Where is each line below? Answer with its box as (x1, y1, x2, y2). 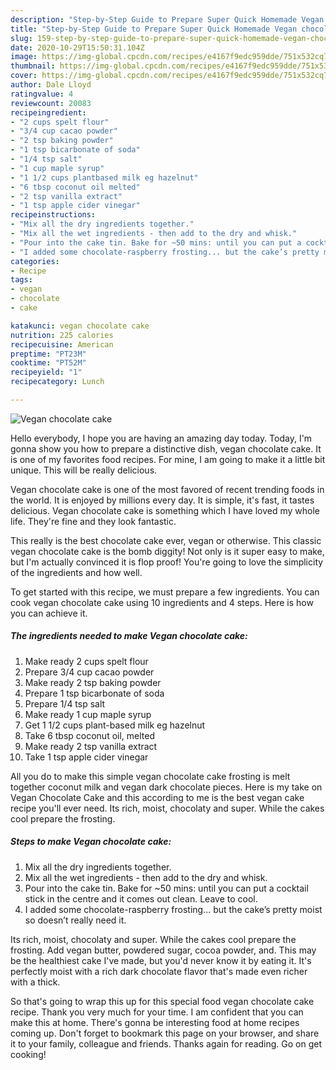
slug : (10, 33, 33, 43)
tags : (10, 275, 33, 285)
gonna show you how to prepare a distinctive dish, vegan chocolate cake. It (10, 442, 322, 455)
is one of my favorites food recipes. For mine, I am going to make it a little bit (10, 453, 326, 465)
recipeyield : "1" (10, 367, 83, 378)
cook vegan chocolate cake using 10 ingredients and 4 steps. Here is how (10, 596, 314, 608)
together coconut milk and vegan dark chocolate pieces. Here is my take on (10, 781, 323, 793)
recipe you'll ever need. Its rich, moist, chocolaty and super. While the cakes (10, 802, 325, 814)
